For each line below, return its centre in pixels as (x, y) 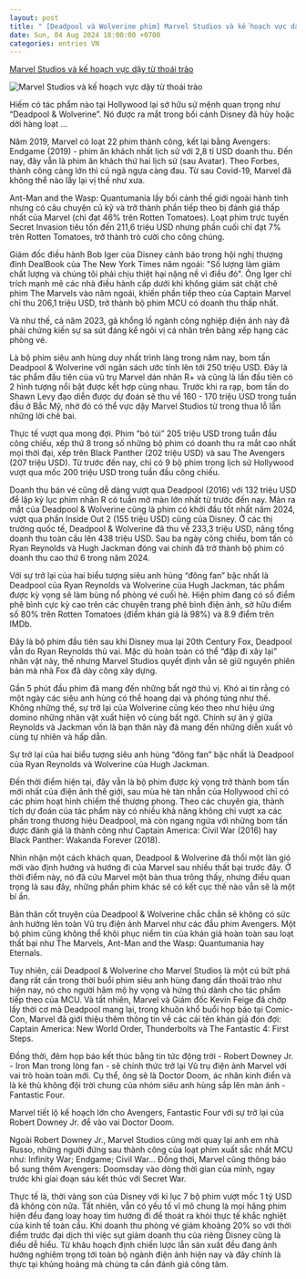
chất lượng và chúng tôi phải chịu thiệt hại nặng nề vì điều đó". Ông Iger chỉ (151, 274)
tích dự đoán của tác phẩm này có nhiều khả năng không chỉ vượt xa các (146, 811)
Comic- (279, 1010)
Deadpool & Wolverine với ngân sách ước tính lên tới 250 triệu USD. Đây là (149, 368)
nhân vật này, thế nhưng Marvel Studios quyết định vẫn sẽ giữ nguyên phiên (153, 661)
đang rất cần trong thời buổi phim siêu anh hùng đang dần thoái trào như (146, 981)
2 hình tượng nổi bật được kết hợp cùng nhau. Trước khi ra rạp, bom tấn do (149, 387)
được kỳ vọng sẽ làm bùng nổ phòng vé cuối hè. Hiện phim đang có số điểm (153, 595)
